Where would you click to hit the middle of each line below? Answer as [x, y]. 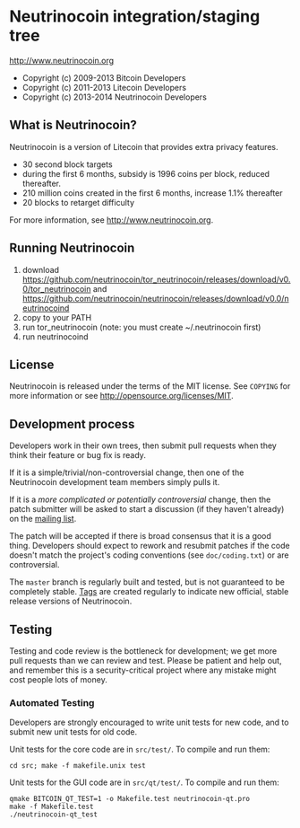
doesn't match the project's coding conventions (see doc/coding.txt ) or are [149, 555]
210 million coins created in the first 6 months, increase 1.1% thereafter [153, 193]
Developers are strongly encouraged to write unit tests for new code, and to [149, 722]
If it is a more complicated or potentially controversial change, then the [140, 499]
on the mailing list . [43, 519]
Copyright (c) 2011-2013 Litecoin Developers [104, 87]
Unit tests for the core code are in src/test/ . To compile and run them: [140, 749]
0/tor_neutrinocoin [56, 288]
